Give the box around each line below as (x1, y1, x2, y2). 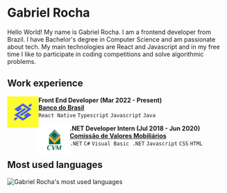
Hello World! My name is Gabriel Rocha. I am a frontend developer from (7, 28, 212, 36)
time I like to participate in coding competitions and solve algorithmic (7, 50, 204, 58)
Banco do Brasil (38, 103, 85, 112)
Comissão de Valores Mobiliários (69, 131, 167, 140)
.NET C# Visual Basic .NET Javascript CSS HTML (69, 140, 203, 147)
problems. (7, 57, 36, 65)
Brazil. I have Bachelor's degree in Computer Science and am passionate (7, 35, 216, 43)
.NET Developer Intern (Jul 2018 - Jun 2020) (69, 124, 201, 133)
